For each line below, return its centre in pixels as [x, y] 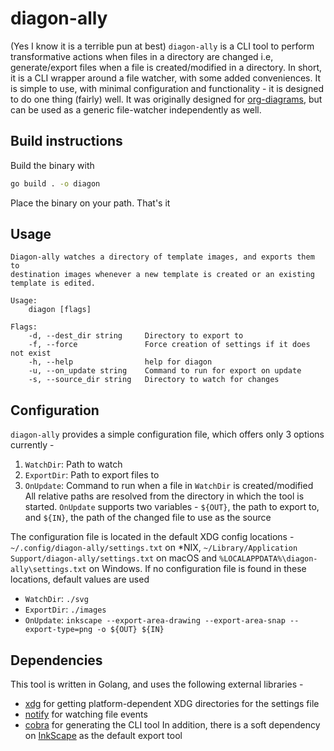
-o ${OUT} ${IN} [130, 630]
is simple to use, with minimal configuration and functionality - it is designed [167, 88]
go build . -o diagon [55, 183]
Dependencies [56, 660]
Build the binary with [52, 165]
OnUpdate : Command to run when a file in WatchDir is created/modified [169, 486]
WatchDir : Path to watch [73, 464]
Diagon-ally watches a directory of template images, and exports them [162, 257]
